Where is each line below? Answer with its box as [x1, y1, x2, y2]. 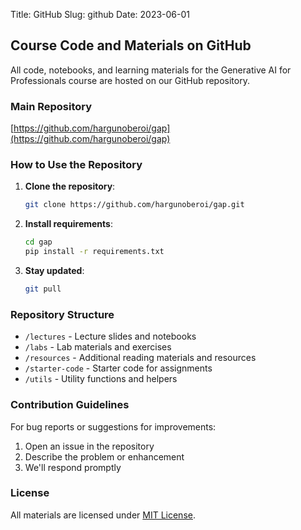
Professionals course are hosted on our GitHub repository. [10, 74, 250, 86]
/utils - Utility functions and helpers [24, 373, 178, 385]
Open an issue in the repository [24, 440, 155, 452]
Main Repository [10, 99, 93, 113]
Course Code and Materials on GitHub [10, 37, 252, 54]
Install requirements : [24, 218, 113, 230]
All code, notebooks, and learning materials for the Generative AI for [10, 64, 292, 76]
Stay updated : [24, 265, 85, 277]
